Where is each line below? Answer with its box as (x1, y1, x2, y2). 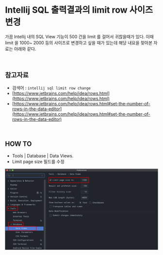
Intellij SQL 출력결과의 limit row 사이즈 (5, 4, 153, 16)
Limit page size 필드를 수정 (12, 158, 65, 164)
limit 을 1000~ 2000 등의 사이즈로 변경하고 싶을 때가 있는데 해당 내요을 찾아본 (5, 39, 153, 45)
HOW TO (5, 140, 32, 148)
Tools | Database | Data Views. (12, 153, 74, 158)
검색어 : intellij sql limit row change (12, 85, 91, 91)
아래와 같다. (14, 46, 36, 52)
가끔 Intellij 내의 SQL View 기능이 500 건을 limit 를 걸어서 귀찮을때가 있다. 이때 (5, 34, 154, 39)
